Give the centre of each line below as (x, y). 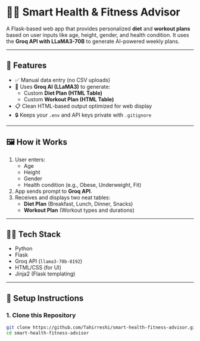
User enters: (30, 159)
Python (24, 249)
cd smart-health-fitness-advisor (48, 333)
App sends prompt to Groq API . (53, 191)
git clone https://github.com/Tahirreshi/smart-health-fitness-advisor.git (102, 328)
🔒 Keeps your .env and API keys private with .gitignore (83, 115)
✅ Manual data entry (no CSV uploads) (62, 80)
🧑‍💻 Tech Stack (34, 234)
